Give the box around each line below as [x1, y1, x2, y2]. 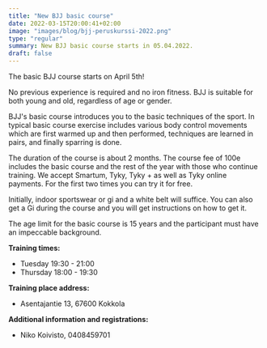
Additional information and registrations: [8, 315, 149, 324]
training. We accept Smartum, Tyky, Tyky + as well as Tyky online [8, 171, 227, 180]
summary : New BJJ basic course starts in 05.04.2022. [8, 42, 194, 50]
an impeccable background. [8, 227, 102, 237]
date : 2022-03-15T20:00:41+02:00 [8, 19, 121, 28]
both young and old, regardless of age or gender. [8, 96, 172, 105]
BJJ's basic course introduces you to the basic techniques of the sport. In [8, 112, 255, 121]
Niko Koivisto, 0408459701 [19, 330, 111, 340]
